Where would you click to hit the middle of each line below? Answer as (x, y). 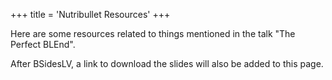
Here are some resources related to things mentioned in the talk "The (153, 33)
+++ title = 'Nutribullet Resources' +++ (90, 14)
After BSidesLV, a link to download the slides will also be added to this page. (167, 63)
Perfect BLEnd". (43, 44)
